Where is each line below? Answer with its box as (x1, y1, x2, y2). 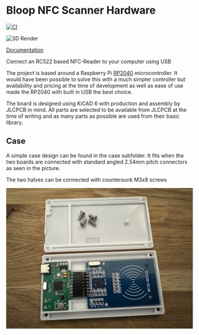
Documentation (6, 46, 44, 54)
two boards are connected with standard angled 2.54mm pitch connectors (6, 158, 188, 165)
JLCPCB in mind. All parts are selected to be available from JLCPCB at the (6, 106, 187, 113)
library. (6, 118, 24, 126)
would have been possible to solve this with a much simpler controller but (6, 76, 185, 83)
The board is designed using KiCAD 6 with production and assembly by (6, 99, 181, 107)
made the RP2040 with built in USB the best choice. (6, 88, 133, 95)
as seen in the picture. (6, 164, 60, 171)
